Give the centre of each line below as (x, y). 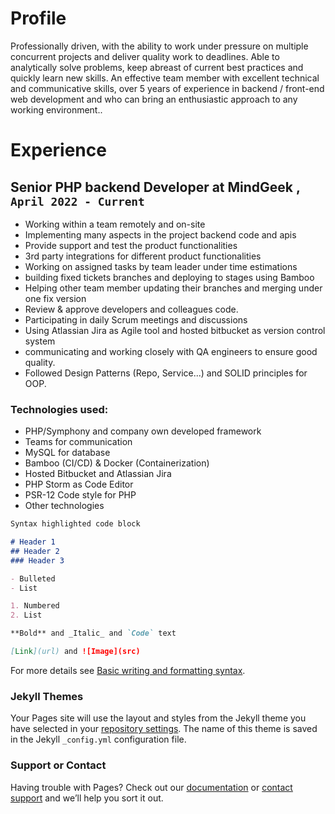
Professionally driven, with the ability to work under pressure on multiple (159, 46)
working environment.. (56, 109)
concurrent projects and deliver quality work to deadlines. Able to (145, 56)
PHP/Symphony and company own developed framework (143, 431)
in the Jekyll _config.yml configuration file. (98, 739)
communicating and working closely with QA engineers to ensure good (171, 351)
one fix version (55, 298)
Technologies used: (59, 409)
